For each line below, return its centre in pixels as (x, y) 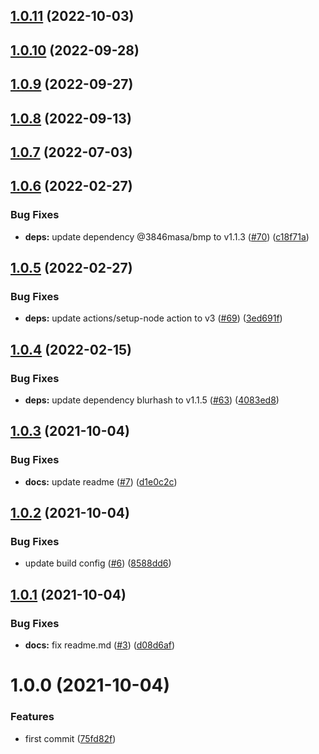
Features (32, 717)
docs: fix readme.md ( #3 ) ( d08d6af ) (100, 645)
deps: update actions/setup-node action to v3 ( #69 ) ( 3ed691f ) (153, 318)
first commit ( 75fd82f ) (70, 738)
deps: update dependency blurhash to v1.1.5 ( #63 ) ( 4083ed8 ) (152, 400)
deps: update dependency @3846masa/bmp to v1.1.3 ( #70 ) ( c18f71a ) (167, 236)
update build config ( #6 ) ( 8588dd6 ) (98, 563)
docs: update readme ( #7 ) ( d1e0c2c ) (101, 481)
